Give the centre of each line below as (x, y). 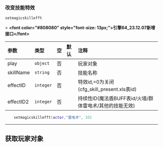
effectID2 (18, 102)
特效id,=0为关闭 (96, 82)
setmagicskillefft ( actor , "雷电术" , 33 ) (53, 118)
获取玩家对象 (24, 138)
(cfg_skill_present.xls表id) (107, 90)
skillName (19, 73)
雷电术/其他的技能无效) (109, 106)
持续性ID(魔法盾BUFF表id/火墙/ (113, 98)
